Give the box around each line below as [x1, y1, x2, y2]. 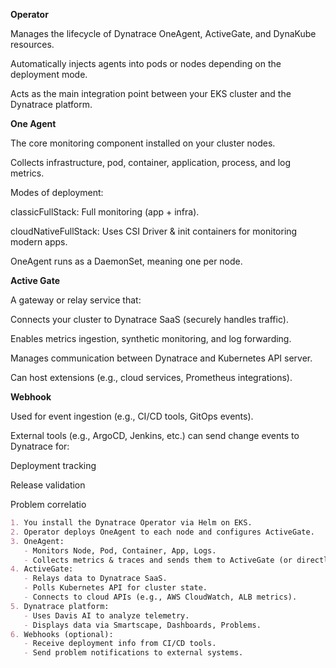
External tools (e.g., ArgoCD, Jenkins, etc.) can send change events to [10, 430, 300, 441]
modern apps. [10, 236, 68, 248]
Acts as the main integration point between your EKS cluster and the [10, 88, 292, 99]
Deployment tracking [10, 460, 97, 471]
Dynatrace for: [10, 440, 70, 452]
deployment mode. [10, 69, 88, 80]
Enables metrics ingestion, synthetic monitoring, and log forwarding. [10, 333, 292, 344]
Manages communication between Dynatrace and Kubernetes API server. [10, 352, 313, 364]
